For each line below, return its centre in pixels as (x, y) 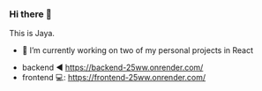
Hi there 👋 (31, 14)
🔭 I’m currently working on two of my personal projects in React (138, 50)
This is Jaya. (32, 34)
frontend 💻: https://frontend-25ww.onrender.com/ (113, 78)
